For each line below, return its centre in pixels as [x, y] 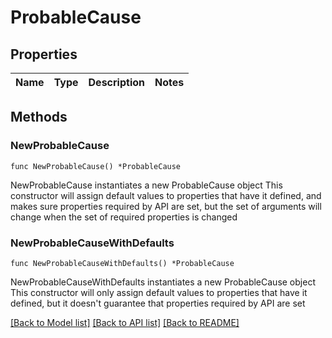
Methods [39, 117]
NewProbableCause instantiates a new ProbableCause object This [146, 185]
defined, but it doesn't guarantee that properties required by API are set [158, 303]
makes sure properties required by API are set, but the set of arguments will [166, 206]
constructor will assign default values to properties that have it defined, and [166, 195]
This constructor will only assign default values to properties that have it [159, 292]
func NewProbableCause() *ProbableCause [96, 166]
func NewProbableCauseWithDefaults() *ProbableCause [122, 263]
